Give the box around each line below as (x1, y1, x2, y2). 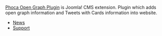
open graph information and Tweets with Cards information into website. (5, 10, 157, 16)
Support (12, 25, 30, 31)
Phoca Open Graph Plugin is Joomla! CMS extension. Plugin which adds (5, 5, 156, 10)
